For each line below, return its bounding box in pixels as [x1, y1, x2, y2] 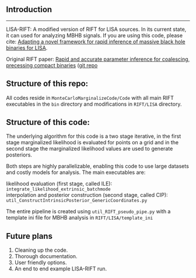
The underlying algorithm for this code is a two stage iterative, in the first [6, 133, 181, 140]
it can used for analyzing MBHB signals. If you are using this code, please [6, 32, 183, 39]
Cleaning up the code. [14, 246, 68, 253]
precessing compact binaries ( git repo [6, 61, 98, 69]
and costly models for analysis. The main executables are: [6, 169, 146, 176]
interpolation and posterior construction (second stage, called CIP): [6, 192, 168, 199]
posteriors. [6, 151, 32, 158]
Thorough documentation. [14, 253, 78, 260]
